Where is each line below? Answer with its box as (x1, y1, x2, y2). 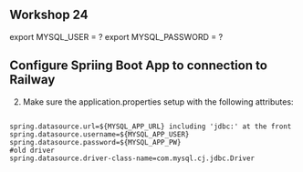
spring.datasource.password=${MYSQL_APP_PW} (9, 137, 182, 147)
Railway (9, 72, 56, 87)
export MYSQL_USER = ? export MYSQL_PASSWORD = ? (9, 31, 224, 42)
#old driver (9, 146, 55, 155)
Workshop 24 (9, 7, 89, 23)
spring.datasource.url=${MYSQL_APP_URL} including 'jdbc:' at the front (9, 122, 292, 131)
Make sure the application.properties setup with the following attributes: (22, 96, 294, 107)
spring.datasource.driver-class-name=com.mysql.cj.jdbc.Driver (9, 154, 256, 163)
